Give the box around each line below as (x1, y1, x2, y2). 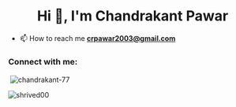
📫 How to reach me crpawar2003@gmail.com (19, 33, 176, 42)
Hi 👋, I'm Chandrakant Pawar (36, 7, 229, 25)
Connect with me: (8, 56, 78, 67)
